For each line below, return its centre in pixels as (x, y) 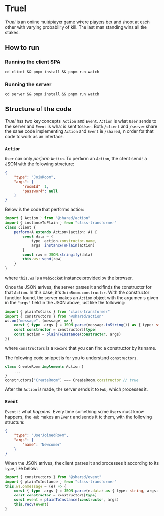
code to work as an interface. (35, 136)
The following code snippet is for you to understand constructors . (72, 358)
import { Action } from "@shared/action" (48, 218)
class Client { (20, 227)
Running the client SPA (33, 62)
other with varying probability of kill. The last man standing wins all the (76, 27)
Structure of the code (38, 109)
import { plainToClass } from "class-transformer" (58, 312)
